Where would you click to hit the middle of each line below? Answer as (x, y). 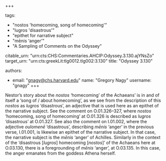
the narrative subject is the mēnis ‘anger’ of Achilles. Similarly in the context (83, 137)
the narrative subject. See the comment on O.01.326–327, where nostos (78, 111)
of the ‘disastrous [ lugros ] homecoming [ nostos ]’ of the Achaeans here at (80, 143)
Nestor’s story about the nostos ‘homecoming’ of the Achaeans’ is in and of (83, 95)
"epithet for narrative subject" (43, 36)
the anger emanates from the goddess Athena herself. (60, 153)
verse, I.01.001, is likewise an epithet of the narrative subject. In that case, (81, 132)
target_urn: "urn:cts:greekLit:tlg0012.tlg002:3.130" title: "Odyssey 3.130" (79, 61)
